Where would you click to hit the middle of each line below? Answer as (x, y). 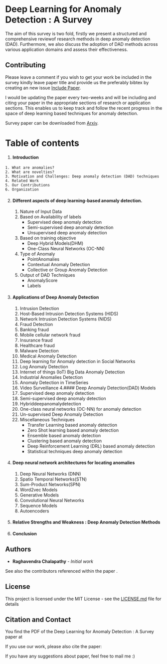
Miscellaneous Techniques (47, 419)
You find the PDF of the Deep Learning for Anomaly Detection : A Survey (80, 632)
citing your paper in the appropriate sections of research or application (78, 103)
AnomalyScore (42, 281)
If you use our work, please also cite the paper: (54, 647)
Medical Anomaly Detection (48, 356)
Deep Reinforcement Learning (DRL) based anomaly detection (91, 446)
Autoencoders (34, 511)
